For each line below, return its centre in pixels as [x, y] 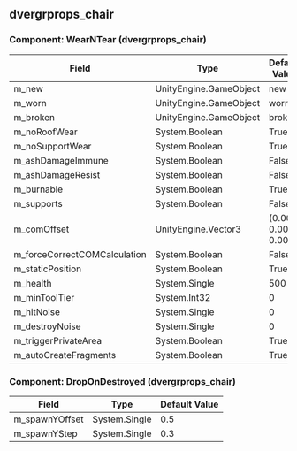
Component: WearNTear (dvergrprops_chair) [108, 40]
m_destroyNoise [47, 326]
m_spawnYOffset [49, 419]
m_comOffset [42, 229]
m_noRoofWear [46, 132]
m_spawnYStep [46, 433]
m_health [33, 283]
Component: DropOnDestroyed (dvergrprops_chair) [122, 381]
